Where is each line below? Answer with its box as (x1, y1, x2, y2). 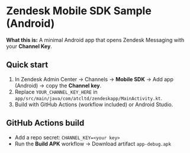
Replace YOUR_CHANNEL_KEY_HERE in (14, 88, 98, 95)
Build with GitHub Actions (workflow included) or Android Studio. (14, 101, 173, 108)
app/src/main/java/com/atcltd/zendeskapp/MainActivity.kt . (14, 94, 163, 101)
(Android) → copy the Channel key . (14, 82, 102, 89)
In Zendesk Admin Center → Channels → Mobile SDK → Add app (14, 75, 173, 82)
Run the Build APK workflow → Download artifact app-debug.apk (14, 140, 172, 147)
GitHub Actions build (6, 118, 85, 128)
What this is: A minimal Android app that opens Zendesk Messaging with (6, 36, 185, 43)
